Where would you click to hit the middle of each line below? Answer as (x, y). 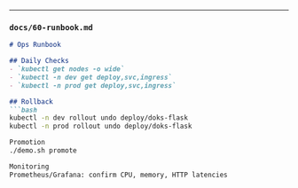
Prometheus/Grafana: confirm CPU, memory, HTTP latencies (118, 175)
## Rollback (31, 102)
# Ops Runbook (35, 45)
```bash (24, 110)
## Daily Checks (39, 61)
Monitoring (29, 166)
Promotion (27, 143)
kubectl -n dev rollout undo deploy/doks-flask (99, 118)
